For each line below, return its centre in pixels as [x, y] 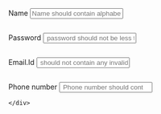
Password [25, 38]
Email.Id [21, 62]
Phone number [33, 87]
